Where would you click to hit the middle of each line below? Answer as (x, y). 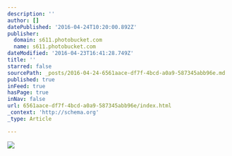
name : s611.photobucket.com (55, 47)
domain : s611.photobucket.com (58, 40)
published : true (31, 79)
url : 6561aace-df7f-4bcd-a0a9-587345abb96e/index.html (90, 106)
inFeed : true (26, 86)
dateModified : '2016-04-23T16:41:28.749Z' (71, 54)
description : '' (31, 14)
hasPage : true (28, 92)
